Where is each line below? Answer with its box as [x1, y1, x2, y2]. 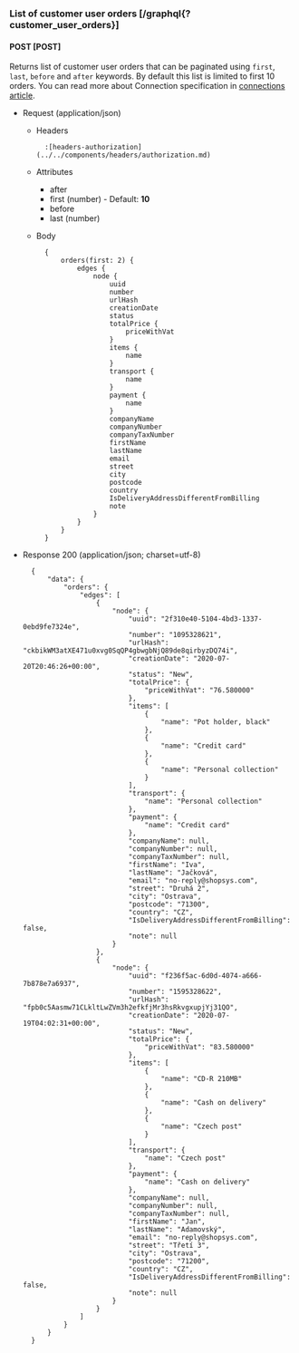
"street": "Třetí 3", [128, 1241, 210, 1251]
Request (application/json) [22, 108, 121, 119]
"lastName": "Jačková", [128, 868, 218, 877]
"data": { [46, 575, 84, 585]
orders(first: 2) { [60, 256, 134, 266]
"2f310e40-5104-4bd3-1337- [160, 614, 263, 623]
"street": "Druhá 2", [128, 884, 210, 894]
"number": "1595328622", [128, 987, 222, 997]
